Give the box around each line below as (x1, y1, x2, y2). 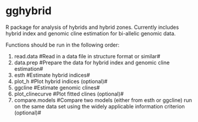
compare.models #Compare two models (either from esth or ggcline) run (14, 96, 192, 104)
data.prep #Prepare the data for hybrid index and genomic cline (14, 59, 170, 66)
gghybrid (5, 4, 52, 18)
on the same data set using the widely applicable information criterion (14, 103, 185, 110)
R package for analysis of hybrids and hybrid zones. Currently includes (5, 24, 179, 31)
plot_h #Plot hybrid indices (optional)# (14, 78, 108, 85)
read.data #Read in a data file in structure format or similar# (14, 52, 161, 60)
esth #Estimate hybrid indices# (14, 71, 90, 78)
